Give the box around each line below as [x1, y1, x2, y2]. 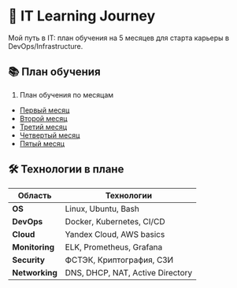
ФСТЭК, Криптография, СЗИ [65, 254, 174, 265]
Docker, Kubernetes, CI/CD [65, 216, 165, 227]
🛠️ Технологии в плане [8, 163, 124, 176]
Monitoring [12, 242, 55, 253]
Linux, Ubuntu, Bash [65, 203, 139, 214]
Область [17, 190, 52, 201]
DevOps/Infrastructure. [8, 41, 83, 50]
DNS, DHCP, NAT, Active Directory [65, 267, 193, 278]
